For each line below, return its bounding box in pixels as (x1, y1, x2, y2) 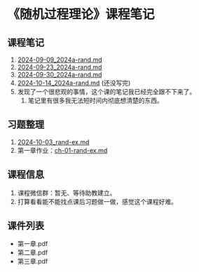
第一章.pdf (17, 240, 48, 248)
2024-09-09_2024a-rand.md (17, 55, 103, 64)
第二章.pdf (17, 248, 48, 257)
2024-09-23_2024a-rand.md (17, 63, 102, 71)
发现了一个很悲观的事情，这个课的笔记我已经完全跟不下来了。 (17, 88, 196, 95)
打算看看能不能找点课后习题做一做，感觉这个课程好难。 (17, 197, 177, 205)
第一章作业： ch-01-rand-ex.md (17, 146, 108, 154)
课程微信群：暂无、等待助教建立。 (17, 189, 116, 197)
